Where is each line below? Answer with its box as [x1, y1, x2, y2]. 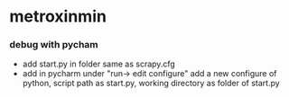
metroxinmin [9, 6, 107, 27]
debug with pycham [9, 39, 99, 51]
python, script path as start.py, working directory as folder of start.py [22, 78, 280, 89]
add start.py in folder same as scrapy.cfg [22, 58, 176, 69]
